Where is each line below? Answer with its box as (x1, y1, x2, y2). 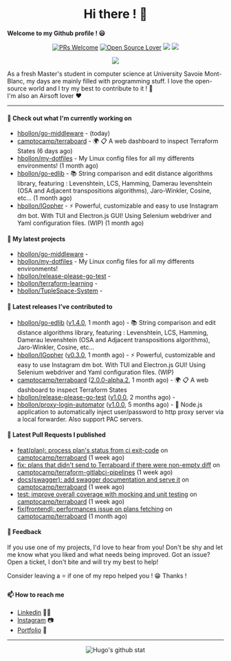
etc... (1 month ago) (16, 194, 72, 202)
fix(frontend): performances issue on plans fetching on (16, 504, 173, 513)
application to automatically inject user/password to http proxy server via (16, 407, 224, 416)
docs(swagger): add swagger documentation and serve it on (16, 475, 189, 484)
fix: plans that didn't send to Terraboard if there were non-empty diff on (16, 460, 221, 468)
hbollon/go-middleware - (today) (16, 129, 111, 137)
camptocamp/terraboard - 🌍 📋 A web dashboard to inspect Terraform (16, 137, 219, 146)
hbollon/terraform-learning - (16, 279, 98, 288)
